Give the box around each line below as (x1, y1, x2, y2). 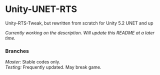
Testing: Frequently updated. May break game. (5, 64, 101, 70)
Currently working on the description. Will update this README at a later (5, 29, 155, 35)
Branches (5, 47, 29, 54)
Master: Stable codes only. (5, 59, 60, 65)
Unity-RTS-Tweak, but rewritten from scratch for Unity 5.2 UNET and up (5, 20, 153, 26)
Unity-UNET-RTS (5, 3, 77, 15)
